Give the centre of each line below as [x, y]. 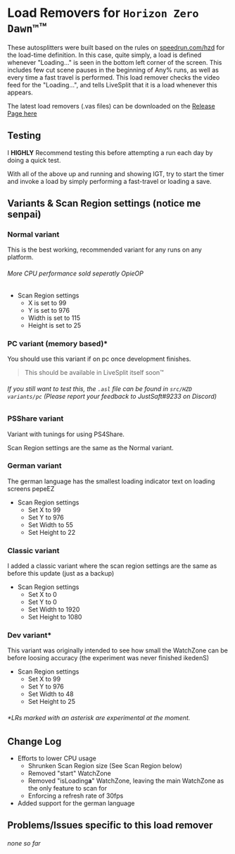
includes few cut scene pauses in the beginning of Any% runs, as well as [113, 70]
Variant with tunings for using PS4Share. [66, 434]
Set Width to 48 [51, 694]
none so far [24, 843]
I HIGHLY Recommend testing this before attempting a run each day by [110, 152]
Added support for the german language [76, 803]
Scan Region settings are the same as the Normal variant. [90, 447]
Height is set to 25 [55, 325]
